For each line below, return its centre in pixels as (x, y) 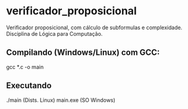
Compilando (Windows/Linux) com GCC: (83, 53)
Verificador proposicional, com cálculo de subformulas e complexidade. (94, 27)
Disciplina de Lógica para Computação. (54, 33)
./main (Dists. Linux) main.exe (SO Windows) (61, 100)
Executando (29, 85)
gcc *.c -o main (25, 67)
